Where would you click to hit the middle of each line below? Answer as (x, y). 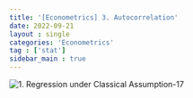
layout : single (39, 34)
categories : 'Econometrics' (62, 42)
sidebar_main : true (48, 59)
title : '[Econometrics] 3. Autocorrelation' (94, 17)
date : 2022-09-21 (42, 26)
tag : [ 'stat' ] (38, 51)
